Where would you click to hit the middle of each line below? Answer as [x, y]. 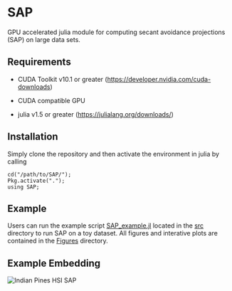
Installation [33, 137]
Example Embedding [54, 263]
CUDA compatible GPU [51, 100]
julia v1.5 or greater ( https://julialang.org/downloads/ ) [96, 114]
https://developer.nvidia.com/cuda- [159, 79]
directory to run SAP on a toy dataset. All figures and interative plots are [113, 233]
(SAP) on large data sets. [44, 39]
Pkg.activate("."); [36, 181]
